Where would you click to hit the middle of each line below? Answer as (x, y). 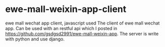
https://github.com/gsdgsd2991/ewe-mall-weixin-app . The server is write (82, 33)
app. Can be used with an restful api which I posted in (61, 28)
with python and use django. (35, 39)
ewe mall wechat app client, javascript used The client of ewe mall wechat (82, 23)
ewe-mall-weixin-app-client (66, 9)
